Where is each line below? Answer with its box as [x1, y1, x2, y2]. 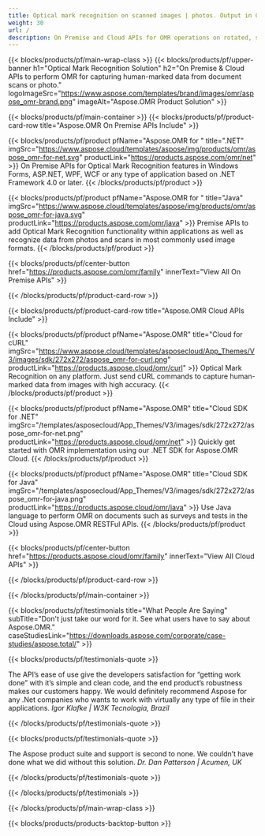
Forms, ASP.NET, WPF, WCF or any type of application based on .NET [8, 170, 236, 179]
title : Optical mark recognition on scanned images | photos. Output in [8, 11, 252, 20]
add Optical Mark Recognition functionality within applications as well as [8, 226, 244, 237]
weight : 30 [8, 19, 44, 27]
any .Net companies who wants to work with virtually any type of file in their [8, 695, 256, 704]
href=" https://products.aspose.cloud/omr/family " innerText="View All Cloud [8, 551, 255, 561]
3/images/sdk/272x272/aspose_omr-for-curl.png [8, 355, 168, 364]
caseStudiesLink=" [8, 631, 69, 640]
